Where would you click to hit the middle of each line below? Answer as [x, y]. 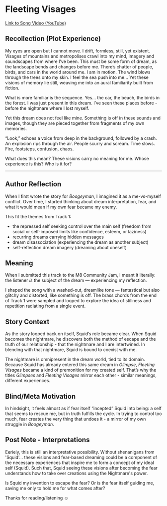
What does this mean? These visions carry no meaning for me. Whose [77, 158]
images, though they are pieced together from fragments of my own [75, 123]
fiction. [12, 88]
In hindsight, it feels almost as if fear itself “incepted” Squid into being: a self [83, 408]
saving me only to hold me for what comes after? [55, 488]
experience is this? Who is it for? [39, 164]
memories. [16, 128]
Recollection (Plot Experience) [53, 39]
